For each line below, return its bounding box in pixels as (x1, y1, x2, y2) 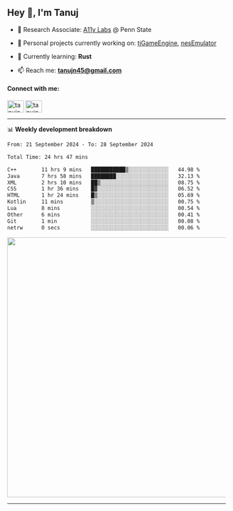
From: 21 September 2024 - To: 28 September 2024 (7, 141, 154, 148)
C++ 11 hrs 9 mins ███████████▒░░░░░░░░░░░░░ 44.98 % (7, 166, 200, 173)
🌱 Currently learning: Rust (17, 52, 92, 60)
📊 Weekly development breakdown (7, 125, 112, 134)
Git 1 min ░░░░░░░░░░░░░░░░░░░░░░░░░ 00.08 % (7, 218, 200, 225)
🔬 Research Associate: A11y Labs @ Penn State (17, 25, 152, 33)
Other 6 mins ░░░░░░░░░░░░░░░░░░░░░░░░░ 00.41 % (7, 211, 200, 218)
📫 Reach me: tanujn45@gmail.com (17, 66, 122, 74)
